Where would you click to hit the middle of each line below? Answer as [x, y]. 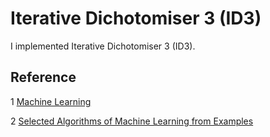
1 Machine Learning [51, 101]
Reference [43, 77]
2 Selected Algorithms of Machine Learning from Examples [132, 121]
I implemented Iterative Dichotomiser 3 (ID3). [103, 46]
